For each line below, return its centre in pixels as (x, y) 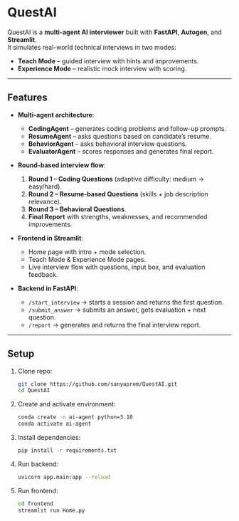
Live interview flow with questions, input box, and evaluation (117, 267)
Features (27, 98)
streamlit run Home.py (51, 510)
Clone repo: (35, 371)
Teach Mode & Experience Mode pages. (87, 259)
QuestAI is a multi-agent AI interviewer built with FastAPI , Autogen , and (115, 32)
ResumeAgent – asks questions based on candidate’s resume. (120, 136)
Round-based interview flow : (62, 165)
